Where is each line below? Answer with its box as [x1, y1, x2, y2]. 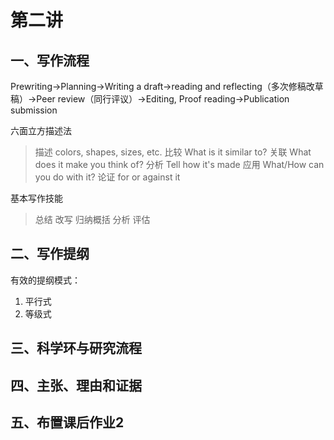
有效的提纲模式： [10, 274, 81, 286]
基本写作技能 [10, 192, 63, 204]
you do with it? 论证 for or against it [34, 171, 181, 183]
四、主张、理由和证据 [10, 377, 142, 394]
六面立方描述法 [10, 125, 72, 136]
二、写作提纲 [10, 246, 90, 263]
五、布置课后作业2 [10, 414, 125, 431]
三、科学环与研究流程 [10, 340, 142, 357]
